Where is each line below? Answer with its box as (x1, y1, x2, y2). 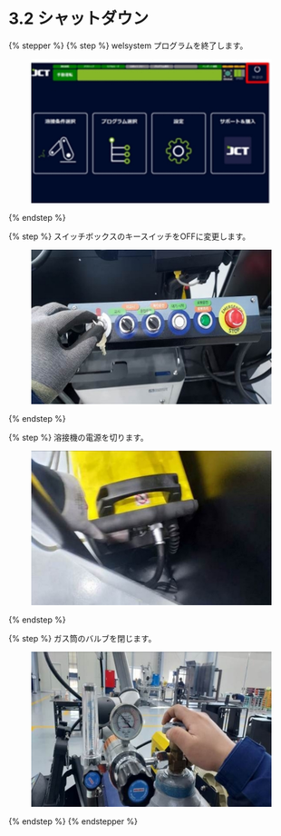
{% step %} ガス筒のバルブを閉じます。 (8, 632, 157, 643)
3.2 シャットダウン (8, 8, 150, 29)
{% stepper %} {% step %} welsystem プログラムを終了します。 (8, 40, 248, 51)
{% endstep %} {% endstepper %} (8, 815, 138, 827)
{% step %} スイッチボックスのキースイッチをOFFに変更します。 (8, 231, 251, 242)
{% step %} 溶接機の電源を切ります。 (8, 432, 149, 443)
